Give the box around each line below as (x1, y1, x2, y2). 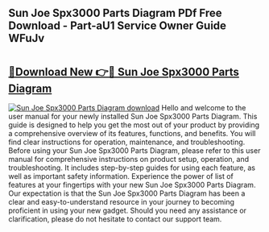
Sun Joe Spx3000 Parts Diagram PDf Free (8, 6, 223, 20)
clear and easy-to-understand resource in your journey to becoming (8, 197, 235, 206)
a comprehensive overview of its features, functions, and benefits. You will (8, 129, 256, 138)
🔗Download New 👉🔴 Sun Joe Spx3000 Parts (8, 64, 240, 79)
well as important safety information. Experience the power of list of (8, 172, 234, 180)
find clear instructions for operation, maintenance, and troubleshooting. (8, 137, 246, 147)
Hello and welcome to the (161, 103, 246, 112)
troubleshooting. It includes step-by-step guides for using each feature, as (8, 163, 256, 172)
